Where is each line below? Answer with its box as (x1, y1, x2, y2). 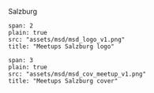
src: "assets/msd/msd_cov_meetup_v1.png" (8, 70, 147, 78)
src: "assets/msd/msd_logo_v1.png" (8, 35, 126, 43)
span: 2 (8, 22, 34, 30)
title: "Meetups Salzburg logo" (8, 43, 115, 50)
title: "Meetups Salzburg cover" (8, 77, 118, 85)
